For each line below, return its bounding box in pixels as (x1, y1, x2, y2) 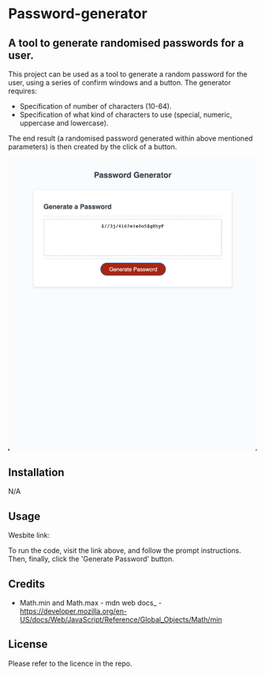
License (8, 637, 48, 652)
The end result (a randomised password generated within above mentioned (8, 133, 253, 143)
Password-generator (8, 5, 147, 23)
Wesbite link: (8, 531, 50, 540)
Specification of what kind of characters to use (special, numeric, (19, 110, 233, 119)
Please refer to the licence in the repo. (8, 659, 132, 668)
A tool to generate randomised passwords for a (8, 36, 244, 50)
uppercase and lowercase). (19, 118, 109, 127)
